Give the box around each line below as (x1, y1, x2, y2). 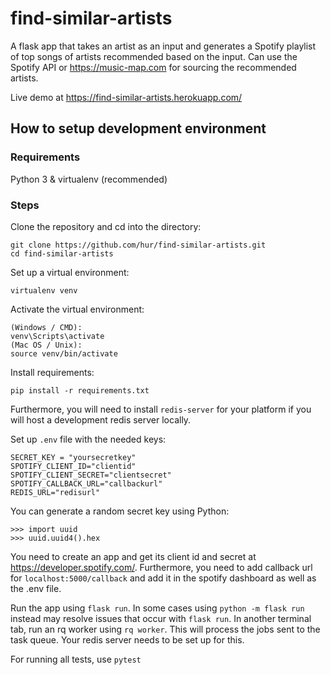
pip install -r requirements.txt (10, 385, 150, 396)
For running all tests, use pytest (10, 653, 142, 665)
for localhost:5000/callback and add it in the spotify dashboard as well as (10, 572, 317, 584)
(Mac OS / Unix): (10, 340, 83, 350)
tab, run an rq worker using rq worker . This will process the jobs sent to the (10, 623, 321, 635)
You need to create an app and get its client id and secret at (10, 550, 257, 562)
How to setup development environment (10, 120, 267, 137)
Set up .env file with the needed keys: (10, 433, 167, 445)
